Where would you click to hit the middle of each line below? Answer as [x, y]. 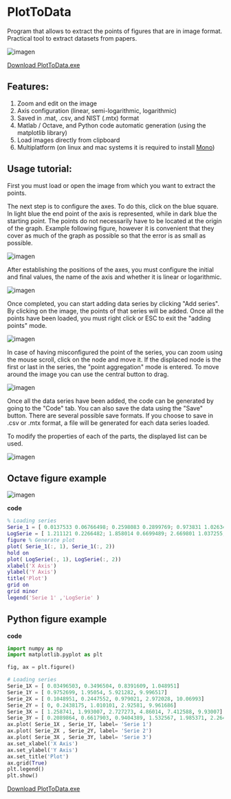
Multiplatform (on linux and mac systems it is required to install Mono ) [116, 147]
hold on [18, 553]
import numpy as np [35, 648]
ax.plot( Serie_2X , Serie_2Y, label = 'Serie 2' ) [80, 731]
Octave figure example [57, 478]
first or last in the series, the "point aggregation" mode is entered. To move [113, 366]
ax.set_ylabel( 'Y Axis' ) [43, 750]
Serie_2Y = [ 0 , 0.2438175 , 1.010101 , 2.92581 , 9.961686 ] [92, 705]
